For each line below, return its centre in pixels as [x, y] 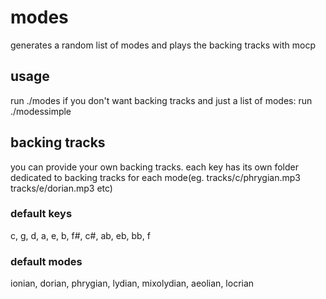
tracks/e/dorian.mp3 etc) [61, 188]
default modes [46, 261]
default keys [41, 214]
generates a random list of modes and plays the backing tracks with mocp [163, 45]
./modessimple [41, 111]
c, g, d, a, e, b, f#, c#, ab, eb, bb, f [80, 235]
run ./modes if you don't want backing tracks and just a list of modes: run [161, 100]
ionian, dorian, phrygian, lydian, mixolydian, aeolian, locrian [132, 283]
